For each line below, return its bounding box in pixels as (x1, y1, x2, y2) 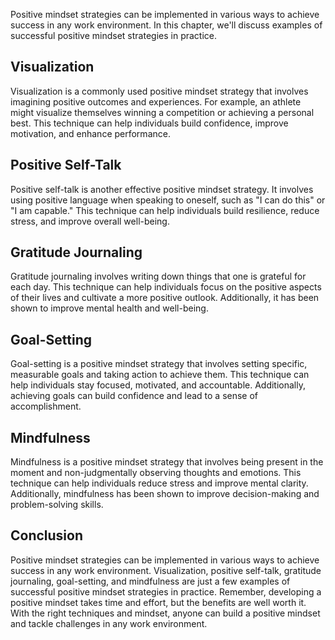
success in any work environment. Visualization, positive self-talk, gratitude (10, 564, 322, 576)
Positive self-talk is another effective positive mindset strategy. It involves (10, 183, 314, 195)
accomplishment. (10, 400, 82, 413)
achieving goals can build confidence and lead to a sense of (10, 390, 259, 402)
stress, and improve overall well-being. (10, 215, 170, 227)
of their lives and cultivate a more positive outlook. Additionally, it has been (10, 292, 320, 304)
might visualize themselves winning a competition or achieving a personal (10, 106, 315, 118)
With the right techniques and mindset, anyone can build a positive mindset (10, 607, 321, 619)
